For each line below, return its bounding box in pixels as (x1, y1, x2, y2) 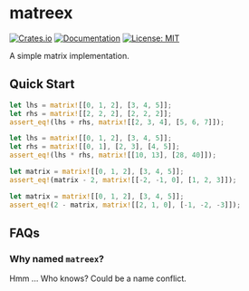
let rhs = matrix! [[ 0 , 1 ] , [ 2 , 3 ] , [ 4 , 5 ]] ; (9, 142, 180, 151)
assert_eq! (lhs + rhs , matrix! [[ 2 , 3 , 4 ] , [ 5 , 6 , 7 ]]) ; (9, 117, 225, 127)
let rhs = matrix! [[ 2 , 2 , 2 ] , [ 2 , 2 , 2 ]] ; (9, 109, 172, 118)
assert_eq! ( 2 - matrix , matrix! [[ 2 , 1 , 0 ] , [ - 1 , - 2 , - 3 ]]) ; (9, 200, 242, 209)
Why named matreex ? (9, 252, 104, 265)
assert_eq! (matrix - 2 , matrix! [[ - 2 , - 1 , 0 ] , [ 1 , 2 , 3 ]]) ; (9, 175, 237, 184)
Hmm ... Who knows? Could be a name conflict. (9, 273, 187, 284)
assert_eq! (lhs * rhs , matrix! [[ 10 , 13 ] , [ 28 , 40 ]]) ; (9, 150, 217, 160)
